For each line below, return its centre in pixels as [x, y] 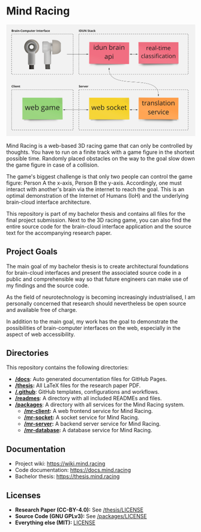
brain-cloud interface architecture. [49, 202]
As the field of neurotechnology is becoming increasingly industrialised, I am [101, 297]
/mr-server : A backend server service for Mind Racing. [92, 424]
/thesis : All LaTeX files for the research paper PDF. [78, 385]
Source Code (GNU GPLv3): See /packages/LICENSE [81, 516]
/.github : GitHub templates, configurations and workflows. [87, 392]
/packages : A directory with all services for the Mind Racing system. [100, 405]
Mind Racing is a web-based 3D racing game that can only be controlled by [100, 145]
